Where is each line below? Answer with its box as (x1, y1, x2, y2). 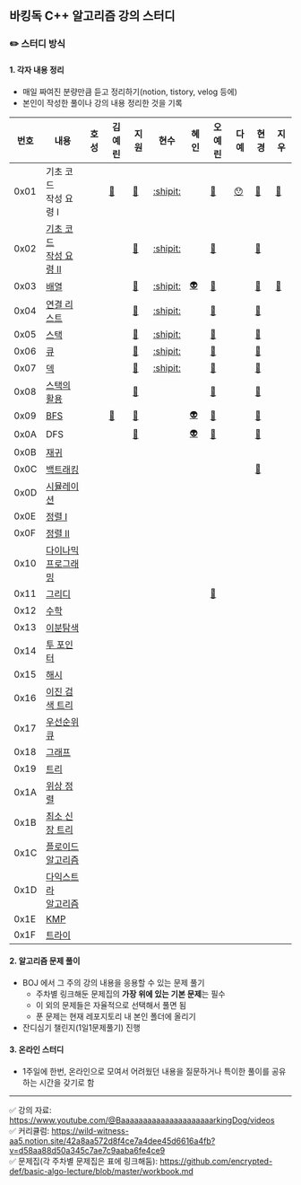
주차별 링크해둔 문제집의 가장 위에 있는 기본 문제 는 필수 (35, 988, 226, 999)
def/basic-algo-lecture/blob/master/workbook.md (9, 1165, 194, 1176)
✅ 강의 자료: (9, 1104, 52, 1115)
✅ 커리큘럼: (9, 1125, 50, 1136)
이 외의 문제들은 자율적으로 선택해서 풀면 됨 (35, 999, 186, 1010)
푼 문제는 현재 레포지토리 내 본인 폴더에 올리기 (35, 1011, 196, 1022)
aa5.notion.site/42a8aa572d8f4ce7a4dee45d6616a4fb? (9, 1135, 216, 1146)
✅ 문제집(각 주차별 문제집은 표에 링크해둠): (9, 1155, 159, 1166)
